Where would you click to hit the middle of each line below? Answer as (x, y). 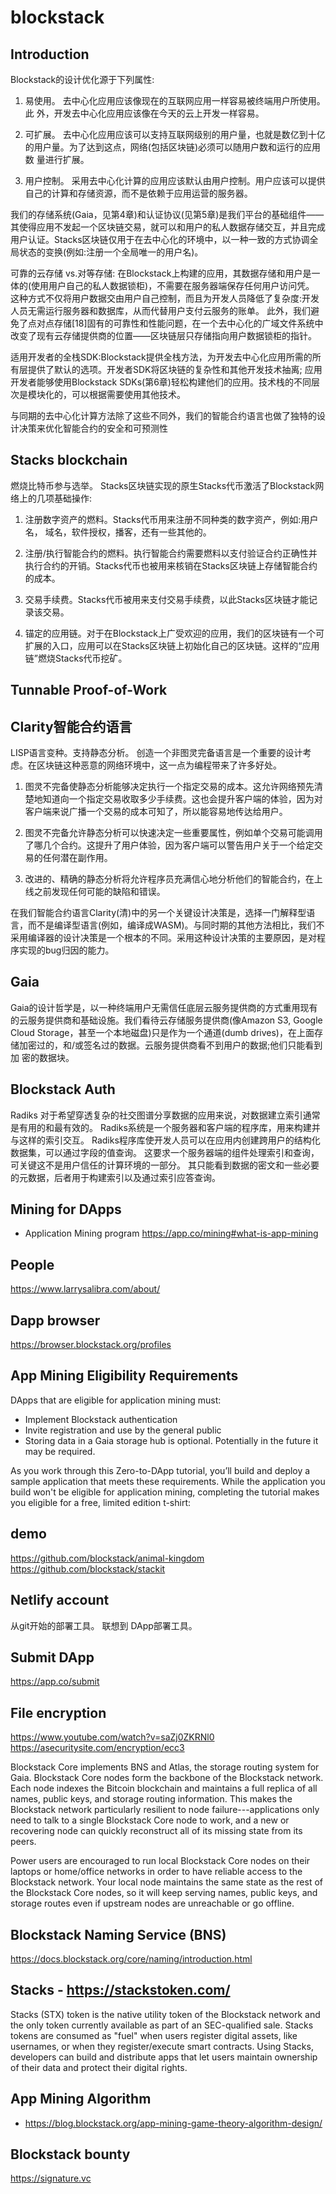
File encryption (58, 1712)
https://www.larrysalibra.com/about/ (85, 1289)
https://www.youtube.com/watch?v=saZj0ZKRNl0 (112, 1737)
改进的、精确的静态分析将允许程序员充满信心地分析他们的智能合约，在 (169, 879)
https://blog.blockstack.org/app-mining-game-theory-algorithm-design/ (173, 2123)
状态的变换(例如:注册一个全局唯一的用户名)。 (111, 252)
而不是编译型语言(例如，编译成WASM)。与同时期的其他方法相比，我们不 (176, 925)
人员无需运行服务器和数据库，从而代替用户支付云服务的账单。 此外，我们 (160, 310)
